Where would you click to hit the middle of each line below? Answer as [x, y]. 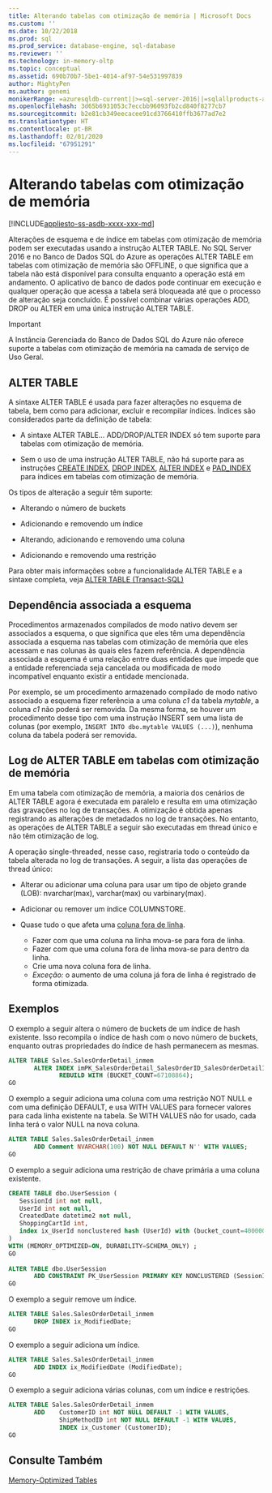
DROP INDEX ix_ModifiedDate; [83, 1322]
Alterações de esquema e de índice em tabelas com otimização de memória [135, 239]
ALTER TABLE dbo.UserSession [57, 1269]
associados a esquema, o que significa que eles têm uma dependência [127, 633]
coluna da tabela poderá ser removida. [73, 736]
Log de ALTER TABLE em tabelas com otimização [134, 760]
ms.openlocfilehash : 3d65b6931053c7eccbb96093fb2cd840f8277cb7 [117, 106]
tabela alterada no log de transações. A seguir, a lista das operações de [128, 860]
